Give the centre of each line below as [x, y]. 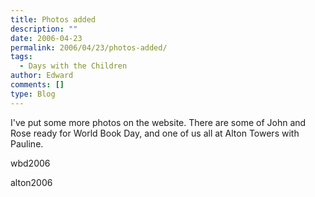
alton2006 [31, 182]
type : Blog [33, 94]
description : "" [44, 29]
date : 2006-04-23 [46, 38]
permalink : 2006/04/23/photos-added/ [89, 47]
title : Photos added [53, 19]
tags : [21, 57]
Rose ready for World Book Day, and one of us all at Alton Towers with [155, 133]
